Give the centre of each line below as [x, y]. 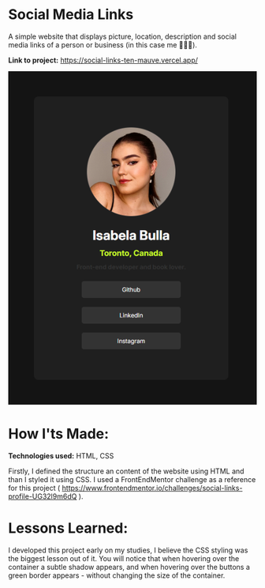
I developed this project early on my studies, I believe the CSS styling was [128, 550]
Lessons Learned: [68, 528]
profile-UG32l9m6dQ [43, 496]
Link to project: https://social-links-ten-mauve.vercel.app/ [103, 60]
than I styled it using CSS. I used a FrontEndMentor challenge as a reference [132, 480]
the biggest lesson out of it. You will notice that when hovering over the [124, 559]
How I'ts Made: [58, 434]
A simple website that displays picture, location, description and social [122, 36]
